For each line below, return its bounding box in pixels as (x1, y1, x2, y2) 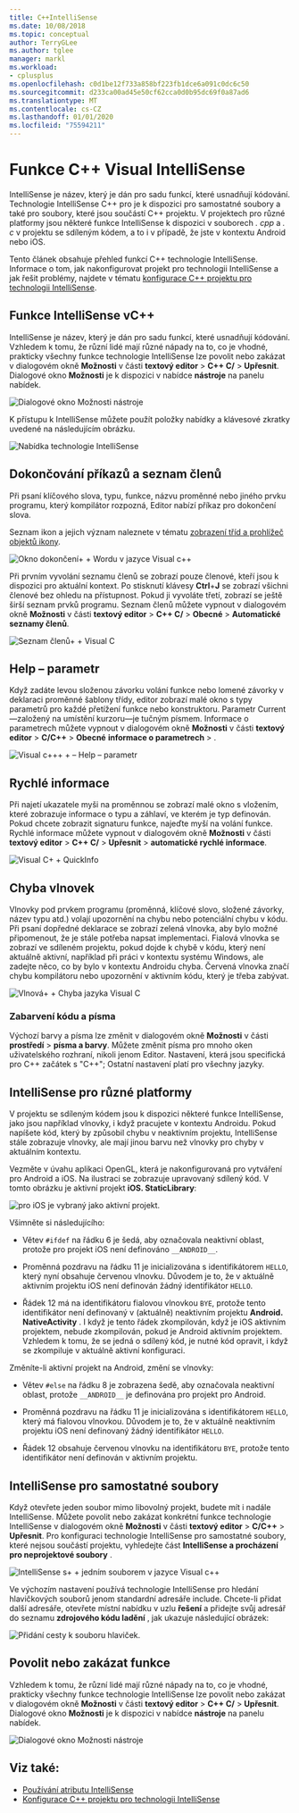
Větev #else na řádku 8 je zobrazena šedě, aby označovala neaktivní (21, 1380, 275, 1391)
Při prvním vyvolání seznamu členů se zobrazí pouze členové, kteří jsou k (9, 571, 279, 581)
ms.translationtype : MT (9, 96, 98, 105)
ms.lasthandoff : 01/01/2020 (9, 113, 114, 121)
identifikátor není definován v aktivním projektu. (21, 1452, 198, 1463)
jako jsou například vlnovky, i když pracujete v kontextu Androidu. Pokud (9, 1118, 277, 1129)
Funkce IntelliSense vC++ (9, 308, 155, 323)
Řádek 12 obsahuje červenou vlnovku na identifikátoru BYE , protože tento (21, 1443, 290, 1454)
